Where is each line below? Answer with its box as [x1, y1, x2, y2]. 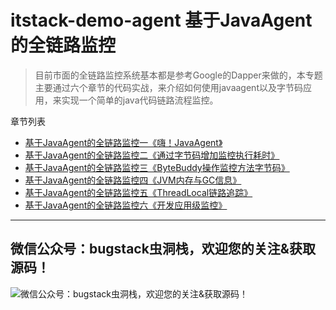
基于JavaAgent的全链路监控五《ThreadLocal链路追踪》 [24, 186, 253, 198]
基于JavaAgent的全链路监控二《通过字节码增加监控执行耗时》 [24, 149, 280, 161]
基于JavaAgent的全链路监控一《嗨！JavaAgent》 [24, 136, 223, 148]
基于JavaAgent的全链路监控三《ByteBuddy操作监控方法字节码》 [24, 161, 290, 173]
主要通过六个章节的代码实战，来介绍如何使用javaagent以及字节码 [34, 81, 303, 93]
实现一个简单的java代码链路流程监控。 [61, 94, 219, 106]
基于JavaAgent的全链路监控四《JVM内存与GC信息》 [24, 174, 242, 186]
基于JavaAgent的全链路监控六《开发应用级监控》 [24, 199, 228, 211]
